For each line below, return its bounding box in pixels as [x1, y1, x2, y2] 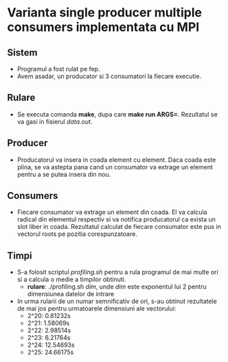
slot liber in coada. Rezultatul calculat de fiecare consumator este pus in [16, 223, 222, 231]
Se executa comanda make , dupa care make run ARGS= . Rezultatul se [16, 110, 218, 118]
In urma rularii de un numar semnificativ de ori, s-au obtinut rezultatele [16, 297, 218, 306]
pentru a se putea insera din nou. [16, 170, 111, 178]
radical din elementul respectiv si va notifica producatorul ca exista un [16, 215, 216, 224]
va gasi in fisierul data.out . [16, 117, 93, 125]
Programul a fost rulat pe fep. [16, 65, 101, 73]
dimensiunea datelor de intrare [27, 290, 115, 298]
